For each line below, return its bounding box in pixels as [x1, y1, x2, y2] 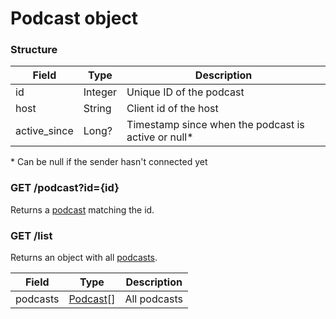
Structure [10, 43, 58, 57]
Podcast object [10, 7, 139, 30]
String [83, 102, 112, 116]
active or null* [126, 130, 194, 144]
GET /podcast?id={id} [10, 181, 120, 195]
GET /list [10, 228, 53, 242]
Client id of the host [126, 102, 219, 116]
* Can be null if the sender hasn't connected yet [10, 156, 208, 168]
